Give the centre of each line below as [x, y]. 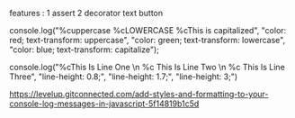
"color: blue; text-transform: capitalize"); [85, 50]
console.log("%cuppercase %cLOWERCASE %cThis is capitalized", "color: [148, 30]
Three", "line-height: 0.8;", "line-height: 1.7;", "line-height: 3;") [124, 77]
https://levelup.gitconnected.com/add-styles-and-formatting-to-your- [139, 94]
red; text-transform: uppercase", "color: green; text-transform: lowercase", [147, 40]
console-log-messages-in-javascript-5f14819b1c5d [104, 104]
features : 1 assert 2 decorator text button [86, 13]
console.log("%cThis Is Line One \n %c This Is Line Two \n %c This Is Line [147, 67]
